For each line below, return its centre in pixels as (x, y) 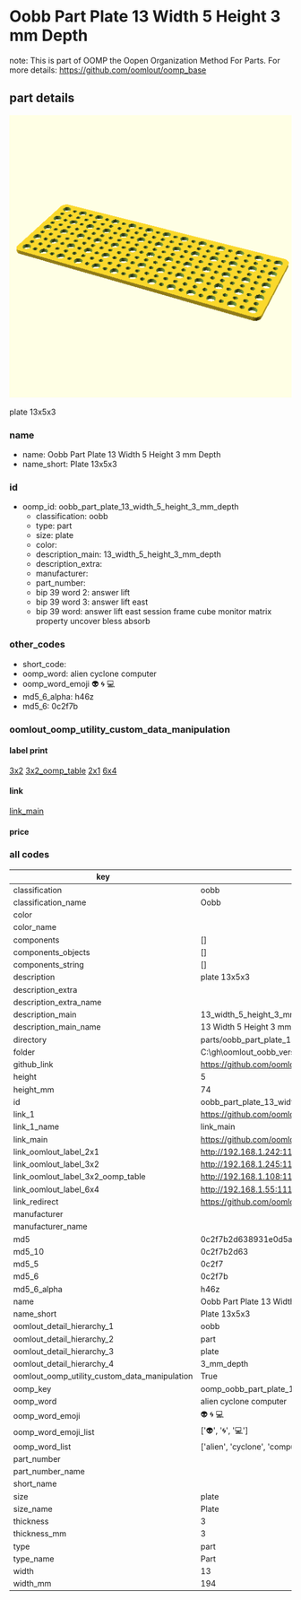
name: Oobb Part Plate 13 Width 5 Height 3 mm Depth (121, 455)
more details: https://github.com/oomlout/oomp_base (108, 70)
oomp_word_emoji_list (54, 1431)
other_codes (37, 645)
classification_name (50, 902)
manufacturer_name (50, 1227)
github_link (33, 1065)
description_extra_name (57, 1002)
